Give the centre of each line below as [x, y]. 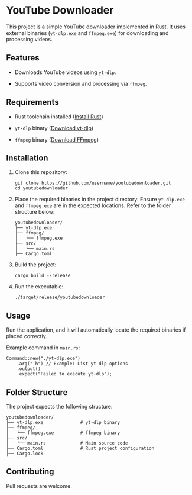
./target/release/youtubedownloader [60, 298]
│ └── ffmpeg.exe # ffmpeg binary [63, 433]
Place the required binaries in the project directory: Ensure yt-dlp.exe [100, 200]
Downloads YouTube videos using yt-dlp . [65, 72]
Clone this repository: [41, 172]
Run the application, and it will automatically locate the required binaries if [96, 330]
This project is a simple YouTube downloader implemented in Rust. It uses [96, 27]
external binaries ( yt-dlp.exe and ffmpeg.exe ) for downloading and [87, 33]
